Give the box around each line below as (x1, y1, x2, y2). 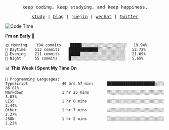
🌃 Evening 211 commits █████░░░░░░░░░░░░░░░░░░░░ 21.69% (5, 51, 146, 56)
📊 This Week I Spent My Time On (5, 65, 77, 71)
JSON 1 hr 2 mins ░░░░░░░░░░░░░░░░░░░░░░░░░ (5, 116, 164, 121)
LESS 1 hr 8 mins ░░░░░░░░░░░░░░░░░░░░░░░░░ (5, 99, 164, 104)
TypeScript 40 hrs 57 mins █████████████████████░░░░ (5, 81, 164, 86)
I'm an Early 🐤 (5, 33, 35, 39)
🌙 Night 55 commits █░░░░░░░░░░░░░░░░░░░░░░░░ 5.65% (5, 56, 144, 61)
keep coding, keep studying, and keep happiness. (22, 5, 148, 10)
